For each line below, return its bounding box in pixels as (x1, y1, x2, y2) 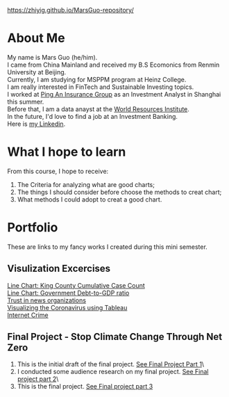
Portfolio (7, 220, 58, 236)
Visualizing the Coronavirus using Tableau (7, 303, 128, 311)
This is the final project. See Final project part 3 (17, 382, 153, 391)
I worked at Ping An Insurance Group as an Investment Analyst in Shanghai (7, 90, 221, 98)
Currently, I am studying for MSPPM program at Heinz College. (7, 75, 187, 83)
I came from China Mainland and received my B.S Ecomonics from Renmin (7, 60, 220, 69)
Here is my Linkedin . (7, 120, 66, 128)
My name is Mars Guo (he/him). (7, 53, 98, 61)
